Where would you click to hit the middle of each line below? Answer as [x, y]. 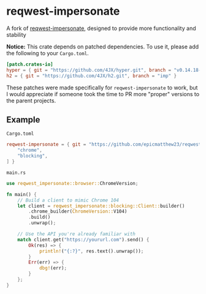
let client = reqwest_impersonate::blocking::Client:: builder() [101, 206]
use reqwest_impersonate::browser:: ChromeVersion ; [72, 183]
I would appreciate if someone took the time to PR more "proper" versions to [103, 94]
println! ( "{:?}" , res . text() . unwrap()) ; [91, 251]
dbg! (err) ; [53, 268]
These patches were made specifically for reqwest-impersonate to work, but [102, 88]
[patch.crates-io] [30, 64]
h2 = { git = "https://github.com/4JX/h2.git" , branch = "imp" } [91, 76]
